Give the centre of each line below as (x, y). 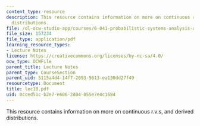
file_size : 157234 (29, 34)
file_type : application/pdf (41, 39)
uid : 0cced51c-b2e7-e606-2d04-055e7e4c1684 (61, 94)
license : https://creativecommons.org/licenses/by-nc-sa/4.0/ (85, 56)
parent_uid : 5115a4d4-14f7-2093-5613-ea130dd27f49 (70, 78)
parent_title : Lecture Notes (42, 67)
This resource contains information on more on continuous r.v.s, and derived (100, 111)
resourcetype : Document (36, 84)
